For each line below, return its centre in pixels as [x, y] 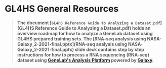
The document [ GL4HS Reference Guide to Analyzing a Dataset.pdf [89, 23]
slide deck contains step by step [110, 49]
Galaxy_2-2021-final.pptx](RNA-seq [56, 44]
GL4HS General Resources [62, 9]
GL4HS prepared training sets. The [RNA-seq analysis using [81, 39]
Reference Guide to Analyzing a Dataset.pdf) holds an [93, 28]
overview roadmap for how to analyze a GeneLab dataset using [85, 33]
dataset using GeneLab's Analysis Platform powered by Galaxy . [85, 60]
